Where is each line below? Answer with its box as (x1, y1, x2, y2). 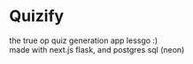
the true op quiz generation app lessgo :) (9, 35, 158, 46)
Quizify (9, 6, 65, 26)
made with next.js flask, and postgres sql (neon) (9, 44, 185, 54)
